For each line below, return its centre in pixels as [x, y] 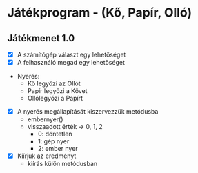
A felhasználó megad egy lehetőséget [71, 63]
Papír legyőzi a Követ [57, 91]
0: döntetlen [55, 134]
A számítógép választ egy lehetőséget [71, 54]
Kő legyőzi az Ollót [54, 83]
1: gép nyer [53, 141]
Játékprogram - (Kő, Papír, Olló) [99, 13]
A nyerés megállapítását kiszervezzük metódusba [88, 112]
